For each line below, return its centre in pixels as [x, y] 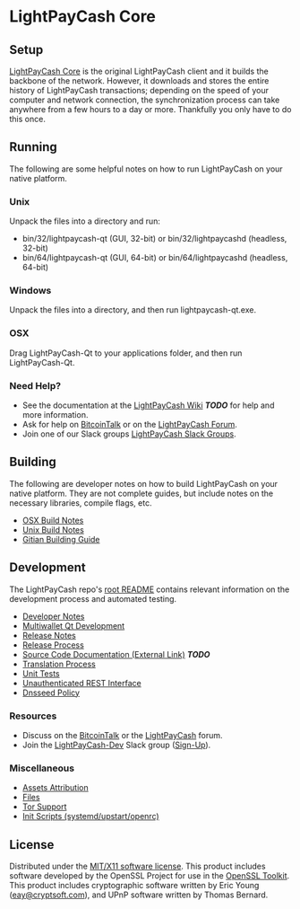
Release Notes [49, 635]
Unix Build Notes [53, 530]
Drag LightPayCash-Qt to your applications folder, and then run [126, 353]
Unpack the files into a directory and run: [85, 221]
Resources [33, 716]
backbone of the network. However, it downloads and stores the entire [139, 81]
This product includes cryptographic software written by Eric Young [134, 886]
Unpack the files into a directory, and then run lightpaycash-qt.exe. [133, 310]
